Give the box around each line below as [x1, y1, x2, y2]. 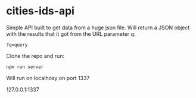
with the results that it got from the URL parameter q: [6, 30, 136, 37]
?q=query [6, 42, 28, 48]
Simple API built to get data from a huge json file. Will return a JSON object [6, 24, 190, 31]
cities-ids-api [6, 4, 74, 18]
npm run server [6, 64, 44, 70]
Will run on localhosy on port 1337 [6, 74, 90, 81]
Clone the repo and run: [6, 52, 64, 59]
